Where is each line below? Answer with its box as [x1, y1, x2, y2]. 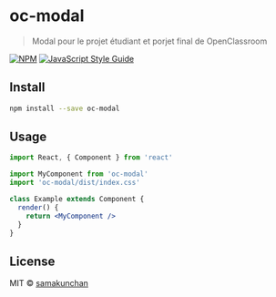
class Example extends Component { [9, 195, 145, 204]
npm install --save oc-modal [9, 104, 120, 113]
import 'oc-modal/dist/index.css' [9, 179, 141, 188]
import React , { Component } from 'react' [9, 153, 173, 162]
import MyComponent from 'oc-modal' [9, 169, 148, 179]
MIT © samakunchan [9, 278, 89, 289]
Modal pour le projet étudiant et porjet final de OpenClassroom [31, 36, 268, 46]
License [9, 253, 56, 269]
